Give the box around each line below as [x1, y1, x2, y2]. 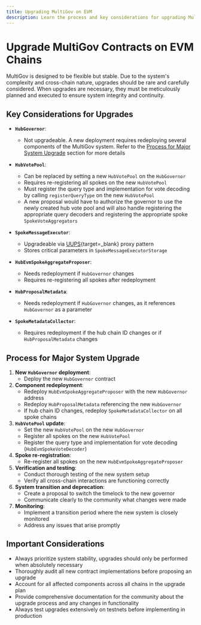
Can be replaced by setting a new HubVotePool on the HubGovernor [23, 173, 186, 180]
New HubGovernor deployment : [14, 369, 91, 376]
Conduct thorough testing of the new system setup [23, 471, 150, 478]
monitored [23, 515, 50, 523]
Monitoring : [14, 503, 45, 510]
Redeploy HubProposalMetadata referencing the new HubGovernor [23, 401, 182, 408]
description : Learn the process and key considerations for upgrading [6, 14, 186, 20]
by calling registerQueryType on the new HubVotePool [23, 192, 155, 199]
